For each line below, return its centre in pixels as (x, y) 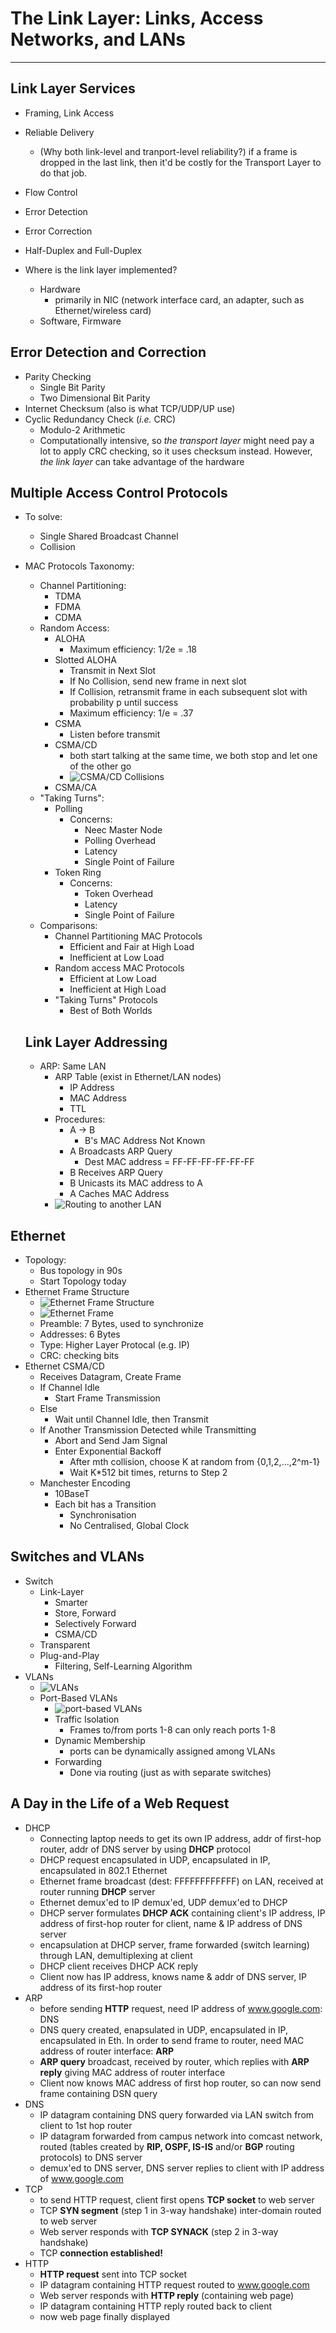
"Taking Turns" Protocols (106, 1000)
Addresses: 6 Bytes (80, 1334)
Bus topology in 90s (81, 1270)
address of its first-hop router (100, 1987)
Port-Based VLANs (78, 1698)
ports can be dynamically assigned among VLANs (172, 1751)
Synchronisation (103, 1515)
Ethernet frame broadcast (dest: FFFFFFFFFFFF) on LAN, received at (181, 1881)
